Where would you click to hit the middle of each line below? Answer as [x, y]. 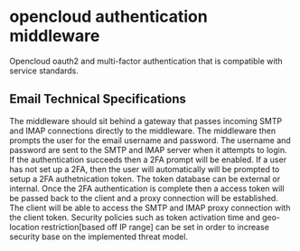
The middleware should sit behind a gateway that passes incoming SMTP [146, 121]
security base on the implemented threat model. [98, 237]
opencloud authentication [108, 17]
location [24, 227]
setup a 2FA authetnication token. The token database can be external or [145, 179]
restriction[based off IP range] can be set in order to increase [155, 227]
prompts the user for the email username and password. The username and [150, 140]
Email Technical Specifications [98, 99]
